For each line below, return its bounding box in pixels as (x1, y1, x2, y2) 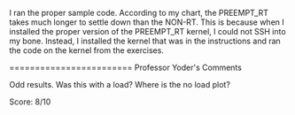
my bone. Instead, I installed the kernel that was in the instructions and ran (9, 35, 281, 46)
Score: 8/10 (9, 96, 51, 107)
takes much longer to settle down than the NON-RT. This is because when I (9, 17, 285, 27)
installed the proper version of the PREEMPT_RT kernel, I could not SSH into (9, 27, 286, 36)
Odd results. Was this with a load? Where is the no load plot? (9, 80, 230, 89)
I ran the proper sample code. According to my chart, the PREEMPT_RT (9, 8, 268, 18)
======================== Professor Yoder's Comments (9, 62, 242, 73)
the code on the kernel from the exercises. (9, 45, 164, 56)
